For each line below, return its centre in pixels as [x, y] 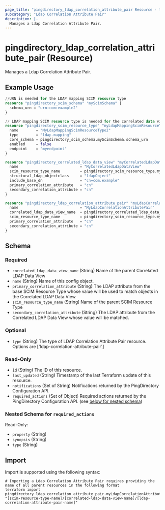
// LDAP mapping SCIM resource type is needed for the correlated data [80, 121]
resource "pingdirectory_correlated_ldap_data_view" [60, 162]
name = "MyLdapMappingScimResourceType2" [60, 130]
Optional [15, 330]
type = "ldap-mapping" [40, 135]
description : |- [22, 19]
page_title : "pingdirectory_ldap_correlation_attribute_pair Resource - [81, 10]
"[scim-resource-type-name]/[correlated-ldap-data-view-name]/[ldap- [78, 498]
